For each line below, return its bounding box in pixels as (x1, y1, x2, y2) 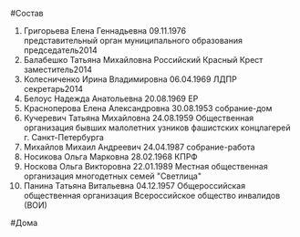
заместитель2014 (23, 64, 92, 75)
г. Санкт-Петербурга (23, 132, 104, 142)
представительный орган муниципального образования (23, 36, 243, 46)
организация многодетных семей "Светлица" (23, 170, 202, 181)
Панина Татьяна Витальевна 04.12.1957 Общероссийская (23, 180, 245, 191)
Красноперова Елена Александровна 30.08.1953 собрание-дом (23, 103, 273, 113)
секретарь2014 (23, 84, 84, 94)
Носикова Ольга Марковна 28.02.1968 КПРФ (23, 151, 199, 162)
